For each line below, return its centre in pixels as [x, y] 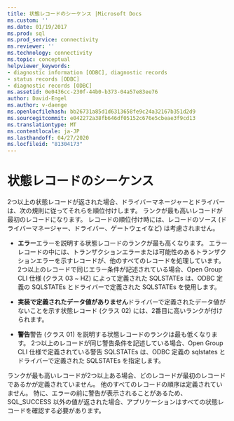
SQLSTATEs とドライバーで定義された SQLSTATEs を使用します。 [126, 287]
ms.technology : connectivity [50, 53]
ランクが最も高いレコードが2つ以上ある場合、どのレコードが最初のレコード [117, 375]
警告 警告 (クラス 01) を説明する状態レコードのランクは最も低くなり [115, 335]
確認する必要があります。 [68, 410]
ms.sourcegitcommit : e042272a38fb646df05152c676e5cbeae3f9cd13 [102, 118]
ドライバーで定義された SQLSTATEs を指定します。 [91, 361]
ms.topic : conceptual [39, 60]
